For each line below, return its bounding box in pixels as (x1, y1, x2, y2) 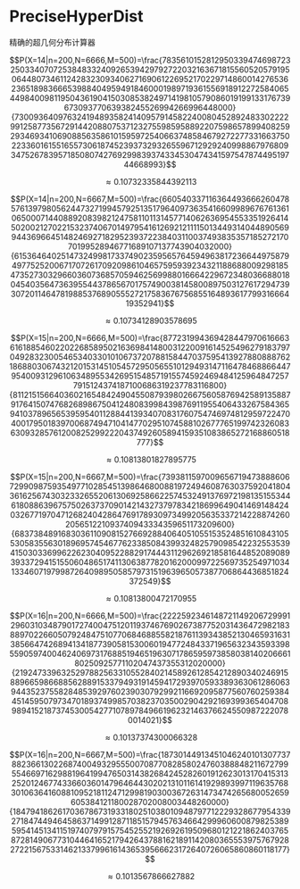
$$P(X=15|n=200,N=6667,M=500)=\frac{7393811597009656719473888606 (10, 471, 290, 482)
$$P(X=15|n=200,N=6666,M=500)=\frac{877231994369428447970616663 (10, 332, 290, 343)
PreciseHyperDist (9, 6, 144, 27)
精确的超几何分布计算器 (9, 37, 96, 47)
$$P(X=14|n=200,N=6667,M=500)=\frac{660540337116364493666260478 (10, 194, 290, 204)
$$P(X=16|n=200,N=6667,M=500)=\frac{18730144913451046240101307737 (9, 749, 291, 760)
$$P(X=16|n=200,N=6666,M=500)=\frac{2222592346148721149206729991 (9, 610, 291, 621)
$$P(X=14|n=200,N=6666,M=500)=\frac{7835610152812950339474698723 (9, 54, 291, 65)
